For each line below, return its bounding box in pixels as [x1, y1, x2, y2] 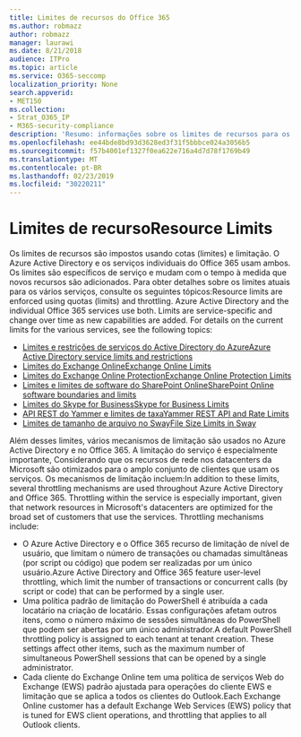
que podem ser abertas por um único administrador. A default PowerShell [21, 624, 292, 635]
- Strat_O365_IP [9, 113, 70, 122]
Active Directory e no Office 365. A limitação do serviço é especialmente [9, 445, 278, 455]
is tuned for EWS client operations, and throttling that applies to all [21, 710, 267, 721]
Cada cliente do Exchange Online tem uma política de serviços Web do [21, 672, 285, 682]
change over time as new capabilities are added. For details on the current [9, 315, 284, 325]
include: [9, 521, 39, 532]
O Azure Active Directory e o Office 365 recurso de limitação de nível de [21, 539, 289, 550]
